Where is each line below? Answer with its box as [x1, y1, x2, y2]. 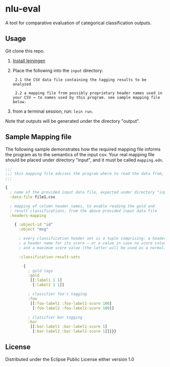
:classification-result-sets [18, 254, 80, 259]
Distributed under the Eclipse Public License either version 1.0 [5, 356, 135, 362]
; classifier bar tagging [27, 314, 82, 320]
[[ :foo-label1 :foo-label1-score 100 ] [30, 301, 112, 306]
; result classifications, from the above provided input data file [10, 208, 157, 213]
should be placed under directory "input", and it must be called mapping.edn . [5, 157, 164, 163]
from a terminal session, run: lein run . [12, 108, 94, 114]
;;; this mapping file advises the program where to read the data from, [5, 171, 164, 176]
